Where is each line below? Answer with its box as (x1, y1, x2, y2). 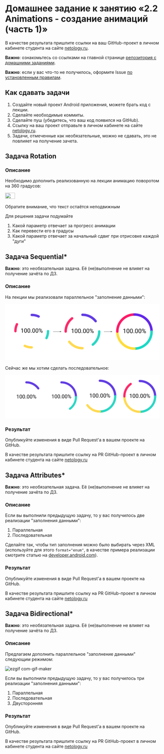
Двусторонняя (12, 700, 43, 706)
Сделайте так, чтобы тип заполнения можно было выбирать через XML (5, 542, 155, 548)
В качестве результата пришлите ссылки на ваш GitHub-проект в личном (5, 40, 159, 45)
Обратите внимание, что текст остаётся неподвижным (5, 204, 120, 210)
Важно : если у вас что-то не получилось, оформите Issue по (5, 69, 133, 75)
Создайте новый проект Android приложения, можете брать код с (12, 101, 151, 108)
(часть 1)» (5, 24, 48, 35)
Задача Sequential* (5, 252, 68, 261)
